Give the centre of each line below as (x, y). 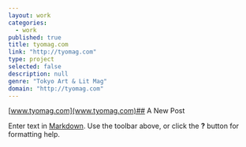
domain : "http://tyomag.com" (56, 88)
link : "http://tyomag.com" (52, 52)
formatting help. (34, 134)
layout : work (30, 15)
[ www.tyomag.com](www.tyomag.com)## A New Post (97, 111)
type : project (32, 60)
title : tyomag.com (38, 45)
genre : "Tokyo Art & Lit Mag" (58, 81)
